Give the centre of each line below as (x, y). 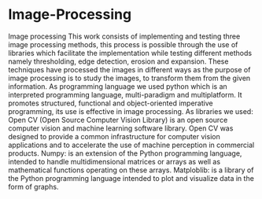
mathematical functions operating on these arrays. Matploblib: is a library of (131, 170)
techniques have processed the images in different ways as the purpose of (129, 69)
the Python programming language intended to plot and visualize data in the (131, 178)
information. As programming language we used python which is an (118, 86)
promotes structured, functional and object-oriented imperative (111, 103)
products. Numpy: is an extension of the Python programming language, (125, 153)
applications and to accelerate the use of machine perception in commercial (131, 145)
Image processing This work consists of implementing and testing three (124, 36)
